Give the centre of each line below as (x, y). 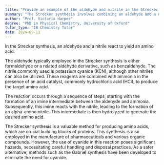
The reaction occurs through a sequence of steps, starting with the (72, 96)
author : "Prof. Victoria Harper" (39, 19)
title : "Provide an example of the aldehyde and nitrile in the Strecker (82, 10)
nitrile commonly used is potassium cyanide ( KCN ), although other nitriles (79, 71)
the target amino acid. (27, 87)
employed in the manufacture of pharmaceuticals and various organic (75, 137)
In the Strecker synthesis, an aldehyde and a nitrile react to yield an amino (79, 46)
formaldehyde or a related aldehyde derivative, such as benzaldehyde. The (81, 66)
